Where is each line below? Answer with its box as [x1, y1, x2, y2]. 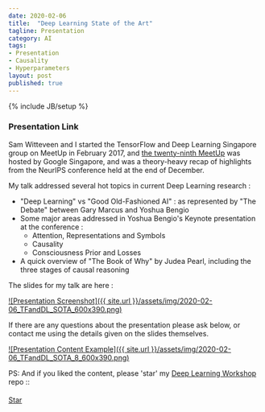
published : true [8, 79, 63, 87]
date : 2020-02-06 [8, 11, 67, 20]
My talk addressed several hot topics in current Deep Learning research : [8, 180, 251, 190]
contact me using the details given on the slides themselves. [8, 328, 209, 338]
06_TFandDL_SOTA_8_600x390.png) [8, 352, 130, 362]
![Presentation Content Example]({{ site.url [8, 344, 150, 354]
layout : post [8, 72, 52, 80]
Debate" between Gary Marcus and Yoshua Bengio [19, 204, 189, 214]
